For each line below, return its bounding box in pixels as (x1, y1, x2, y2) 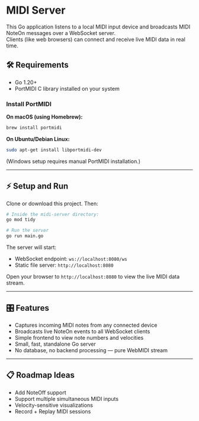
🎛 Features (6, 303, 49, 313)
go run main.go (6, 233, 44, 239)
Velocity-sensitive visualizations (14, 401, 94, 409)
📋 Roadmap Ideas (6, 370, 75, 380)
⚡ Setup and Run (6, 181, 69, 192)
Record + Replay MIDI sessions (14, 407, 91, 415)
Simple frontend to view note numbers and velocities (14, 334, 144, 341)
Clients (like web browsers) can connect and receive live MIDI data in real (6, 36, 185, 43)
